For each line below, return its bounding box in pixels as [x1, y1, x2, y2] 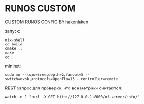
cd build [5, 42, 23, 46]
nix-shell [5, 37, 25, 43]
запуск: [5, 28, 21, 34]
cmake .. [5, 46, 23, 51]
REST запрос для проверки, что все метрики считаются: [5, 85, 123, 91]
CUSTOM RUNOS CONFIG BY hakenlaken [5, 19, 89, 25]
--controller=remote [77, 76, 118, 81]
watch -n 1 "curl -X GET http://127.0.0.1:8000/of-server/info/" [5, 94, 140, 99]
